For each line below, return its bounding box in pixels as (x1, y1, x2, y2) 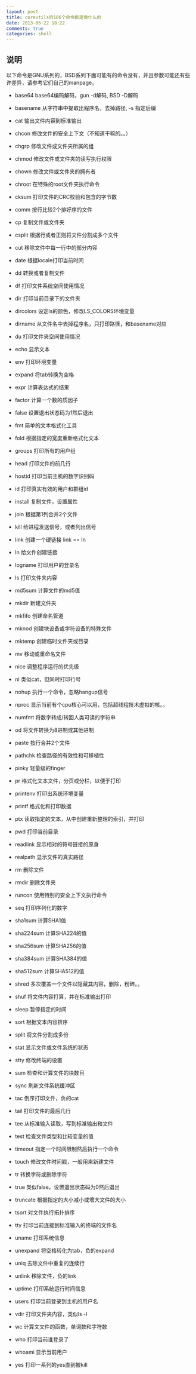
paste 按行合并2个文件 (14, 739, 70, 746)
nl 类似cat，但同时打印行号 (14, 676, 81, 683)
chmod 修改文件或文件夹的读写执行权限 (14, 155, 112, 162)
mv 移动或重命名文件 (14, 650, 66, 657)
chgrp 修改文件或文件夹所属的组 (14, 142, 94, 149)
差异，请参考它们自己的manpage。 (11, 79, 97, 86)
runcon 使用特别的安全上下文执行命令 (14, 891, 107, 898)
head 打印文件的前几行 (14, 459, 71, 467)
